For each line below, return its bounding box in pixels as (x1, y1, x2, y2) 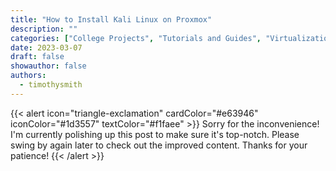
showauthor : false (10, 61, 87, 71)
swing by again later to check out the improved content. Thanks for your (10, 139, 308, 151)
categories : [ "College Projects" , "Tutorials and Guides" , (10, 33, 262, 43)
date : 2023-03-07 (10, 42, 83, 53)
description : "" (10, 24, 78, 34)
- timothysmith (19, 80, 83, 90)
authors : (10, 71, 47, 81)
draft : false (10, 52, 65, 62)
